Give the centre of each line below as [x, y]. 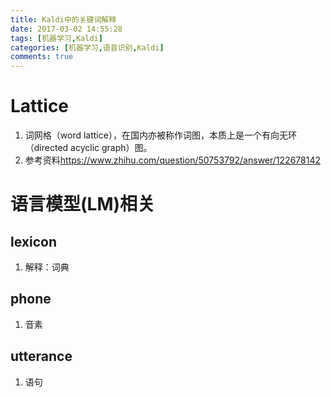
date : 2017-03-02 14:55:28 [66, 29]
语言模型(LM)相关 [83, 204]
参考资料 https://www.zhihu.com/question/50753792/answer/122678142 [172, 160]
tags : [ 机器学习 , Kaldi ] [56, 38]
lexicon [33, 241]
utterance [41, 356]
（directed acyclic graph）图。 [88, 148]
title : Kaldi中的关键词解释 [63, 19]
